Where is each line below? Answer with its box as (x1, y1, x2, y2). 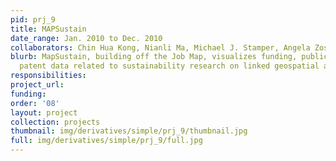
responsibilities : (10, 71, 87, 81)
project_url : (10, 80, 65, 90)
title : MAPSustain (10, 24, 87, 34)
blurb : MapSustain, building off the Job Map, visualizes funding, (10, 52, 298, 62)
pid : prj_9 (10, 14, 56, 25)
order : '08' (10, 98, 60, 108)
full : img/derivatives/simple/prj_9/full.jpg (10, 136, 203, 146)
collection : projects (10, 117, 101, 127)
